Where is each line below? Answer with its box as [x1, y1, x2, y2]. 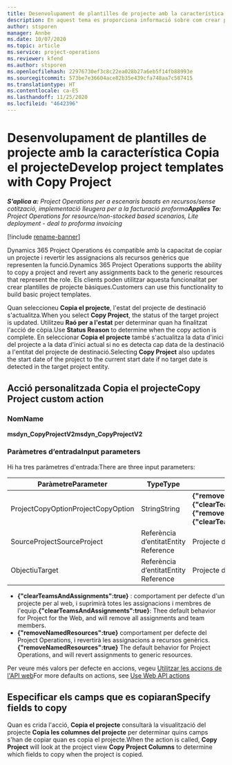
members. [17, 621, 46, 629]
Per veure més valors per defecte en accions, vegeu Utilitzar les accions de [7, 664, 222, 672]
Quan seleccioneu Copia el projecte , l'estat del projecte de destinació [7, 303, 206, 312]
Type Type [146, 479, 181, 489]
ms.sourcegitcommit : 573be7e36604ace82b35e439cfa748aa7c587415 [7, 74, 193, 82]
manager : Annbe [7, 29, 51, 37]
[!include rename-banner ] [7, 233, 81, 241]
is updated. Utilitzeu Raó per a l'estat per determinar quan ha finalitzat [7, 318, 208, 326]
